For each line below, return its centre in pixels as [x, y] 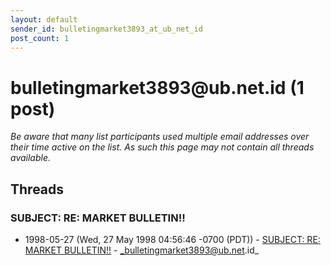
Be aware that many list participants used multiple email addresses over [160, 137]
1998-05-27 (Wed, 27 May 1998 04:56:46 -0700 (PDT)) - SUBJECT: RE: [172, 239]
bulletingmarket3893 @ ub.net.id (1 [157, 87]
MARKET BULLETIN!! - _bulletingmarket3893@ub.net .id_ [142, 250]
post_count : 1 [40, 38]
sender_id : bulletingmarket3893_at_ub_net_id [106, 29]
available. [31, 158]
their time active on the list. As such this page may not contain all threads [162, 147]
